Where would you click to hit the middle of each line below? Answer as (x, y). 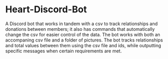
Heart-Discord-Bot (46, 9)
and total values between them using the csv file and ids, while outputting (83, 45)
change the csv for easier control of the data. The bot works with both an (83, 34)
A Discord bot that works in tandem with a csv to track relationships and (82, 24)
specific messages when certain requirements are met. (64, 51)
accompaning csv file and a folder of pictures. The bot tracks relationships (84, 40)
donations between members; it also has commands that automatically (80, 29)
